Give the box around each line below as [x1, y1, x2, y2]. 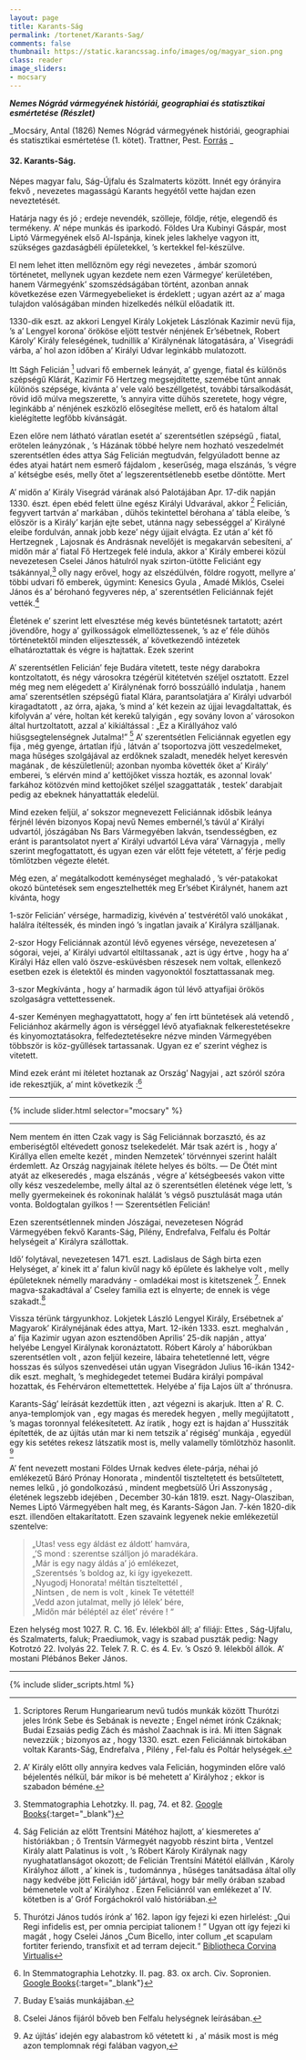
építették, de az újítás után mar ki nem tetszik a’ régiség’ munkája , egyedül [9, 1428, 291, 1439]
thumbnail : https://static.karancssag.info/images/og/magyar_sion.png [9, 47, 283, 56]
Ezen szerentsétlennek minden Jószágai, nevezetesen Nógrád [9, 1216, 244, 1227]
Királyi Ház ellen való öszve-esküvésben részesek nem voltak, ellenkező [9, 957, 282, 968]
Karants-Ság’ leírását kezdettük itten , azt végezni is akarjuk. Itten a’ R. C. [9, 1399, 284, 1409]
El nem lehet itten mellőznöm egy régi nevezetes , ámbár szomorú [9, 259, 258, 270]
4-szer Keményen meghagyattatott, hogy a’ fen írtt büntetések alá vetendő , [9, 1011, 294, 1022]
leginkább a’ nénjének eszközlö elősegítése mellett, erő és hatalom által [9, 403, 279, 414]
